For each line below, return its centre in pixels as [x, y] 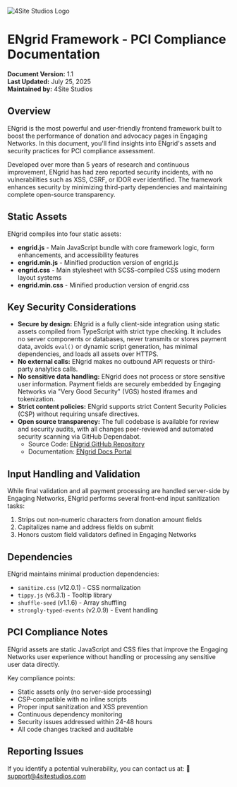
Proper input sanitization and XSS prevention [83, 706]
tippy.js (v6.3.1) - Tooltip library [65, 595]
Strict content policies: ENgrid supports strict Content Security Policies [122, 407]
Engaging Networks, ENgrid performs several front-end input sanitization [114, 499]
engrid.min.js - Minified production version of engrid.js [98, 262]
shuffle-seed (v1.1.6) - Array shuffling [72, 603]
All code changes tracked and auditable [75, 729]
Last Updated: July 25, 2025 [49, 81]
